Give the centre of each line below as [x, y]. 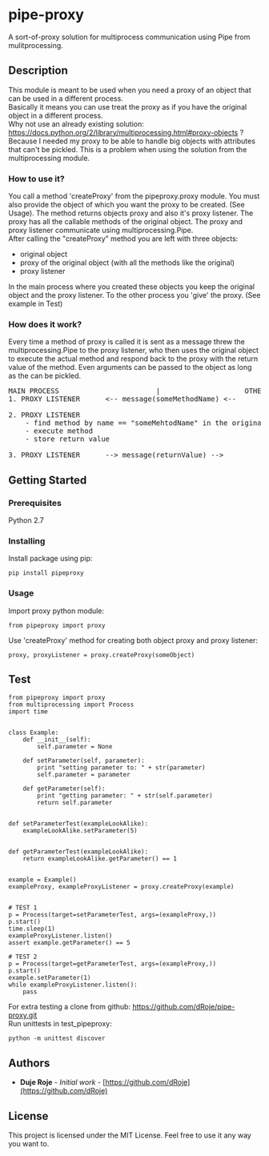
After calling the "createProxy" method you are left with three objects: [123, 239]
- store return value [68, 439]
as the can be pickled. [45, 376]
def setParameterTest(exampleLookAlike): [78, 824]
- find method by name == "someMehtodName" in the [126, 423]
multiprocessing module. [49, 158]
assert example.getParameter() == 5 [69, 943]
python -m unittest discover [57, 1038]
